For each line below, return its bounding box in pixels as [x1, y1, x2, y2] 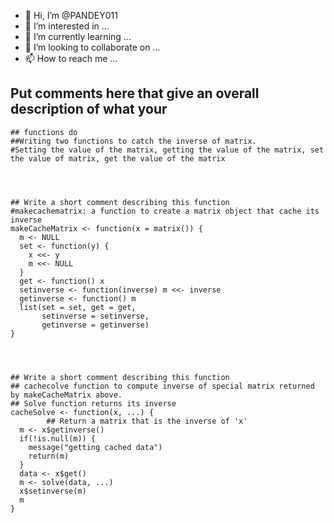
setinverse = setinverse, [41, 311, 150, 321]
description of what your [10, 101, 168, 118]
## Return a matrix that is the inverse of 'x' [46, 416, 248, 426]
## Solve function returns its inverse [10, 398, 177, 409]
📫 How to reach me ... [24, 53, 118, 64]
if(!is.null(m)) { [19, 433, 97, 444]
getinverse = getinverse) [41, 320, 150, 330]
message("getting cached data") [28, 442, 163, 452]
